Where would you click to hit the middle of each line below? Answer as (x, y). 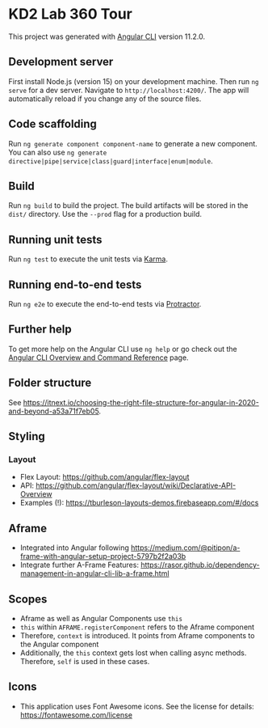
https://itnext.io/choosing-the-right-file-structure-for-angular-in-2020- (141, 402)
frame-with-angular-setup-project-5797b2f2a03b (103, 557)
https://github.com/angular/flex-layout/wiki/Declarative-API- (136, 485)
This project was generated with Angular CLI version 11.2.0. (107, 36)
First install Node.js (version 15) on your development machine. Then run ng (134, 81)
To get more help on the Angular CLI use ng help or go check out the (123, 349)
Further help (40, 330)
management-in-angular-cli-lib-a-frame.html (94, 574)
